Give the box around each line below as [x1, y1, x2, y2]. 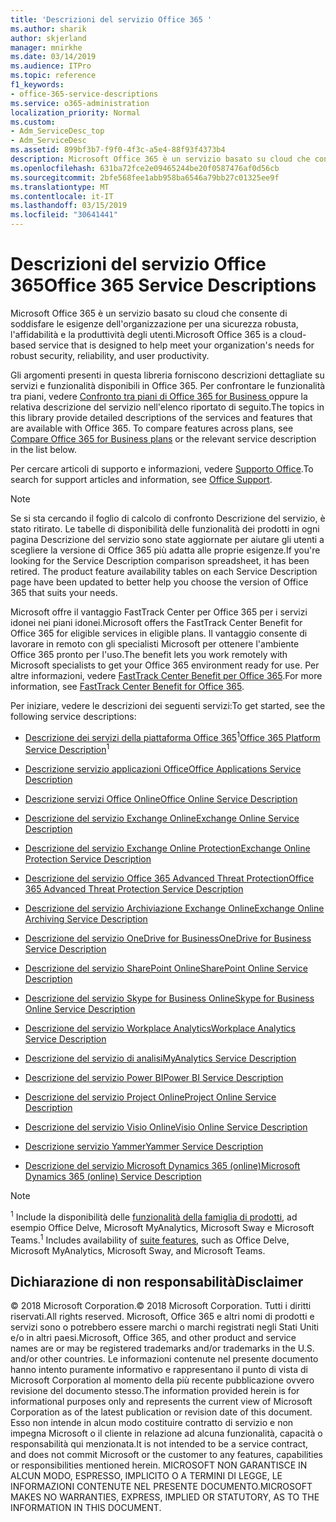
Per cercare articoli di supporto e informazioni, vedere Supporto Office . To [10, 462, 314, 475]
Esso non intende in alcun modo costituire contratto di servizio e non [10, 1417, 294, 1429]
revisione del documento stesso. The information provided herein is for [10, 1385, 300, 1397]
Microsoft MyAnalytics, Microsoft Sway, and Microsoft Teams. [10, 1244, 266, 1256]
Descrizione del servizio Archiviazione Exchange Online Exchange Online [24, 902, 325, 915]
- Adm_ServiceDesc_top [10, 126, 105, 136]
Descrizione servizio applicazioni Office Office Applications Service [24, 763, 302, 775]
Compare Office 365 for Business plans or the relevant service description [10, 432, 317, 445]
